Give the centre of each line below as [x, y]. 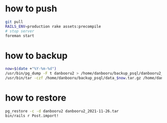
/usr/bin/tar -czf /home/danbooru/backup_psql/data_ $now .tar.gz [73, 78]
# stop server [20, 31]
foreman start [20, 36]
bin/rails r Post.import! [32, 116]
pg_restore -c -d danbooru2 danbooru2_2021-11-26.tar [62, 111]
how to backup [37, 56]
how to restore [36, 98]
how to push [31, 9]
